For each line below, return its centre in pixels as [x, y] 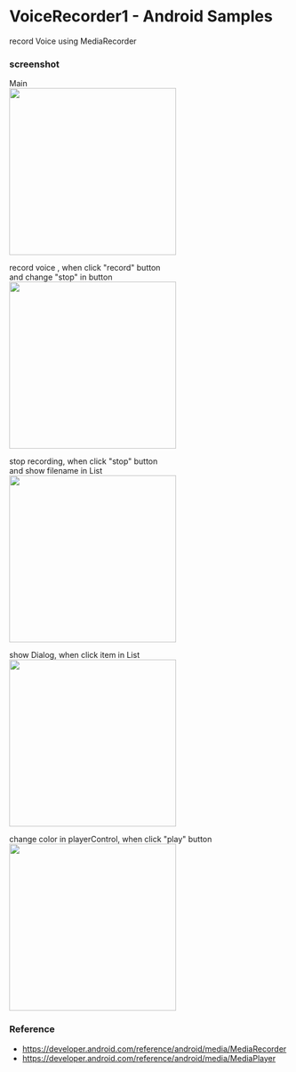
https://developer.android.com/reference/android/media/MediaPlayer [149, 1058]
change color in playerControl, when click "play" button [111, 840]
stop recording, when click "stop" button [84, 461]
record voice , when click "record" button [85, 268]
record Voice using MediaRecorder [73, 41]
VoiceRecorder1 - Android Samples [141, 16]
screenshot [35, 64]
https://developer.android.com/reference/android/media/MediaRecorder [154, 1049]
